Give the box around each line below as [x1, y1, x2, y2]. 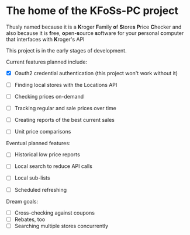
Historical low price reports [14, 151, 80, 158]
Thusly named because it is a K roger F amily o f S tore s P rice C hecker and [6, 23, 182, 30]
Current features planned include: [6, 58, 88, 65]
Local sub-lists [14, 174, 51, 181]
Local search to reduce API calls [14, 163, 92, 170]
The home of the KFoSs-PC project [6, 4, 178, 17]
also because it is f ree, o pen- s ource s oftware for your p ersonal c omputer [6, 29, 184, 36]
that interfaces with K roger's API [6, 36, 85, 43]
